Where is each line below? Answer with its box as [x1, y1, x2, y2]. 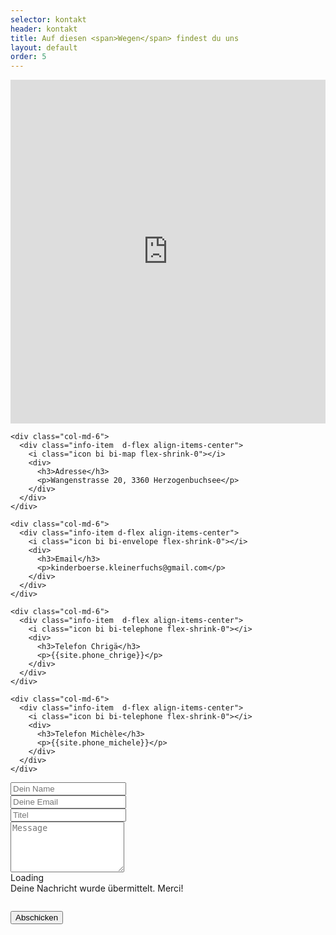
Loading [10, 872, 45, 884]
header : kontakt [10, 24, 78, 34]
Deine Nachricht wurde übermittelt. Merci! [10, 882, 184, 895]
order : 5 [10, 52, 47, 62]
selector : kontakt [10, 14, 87, 25]
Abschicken [15, 912, 59, 923]
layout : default [10, 42, 78, 53]
